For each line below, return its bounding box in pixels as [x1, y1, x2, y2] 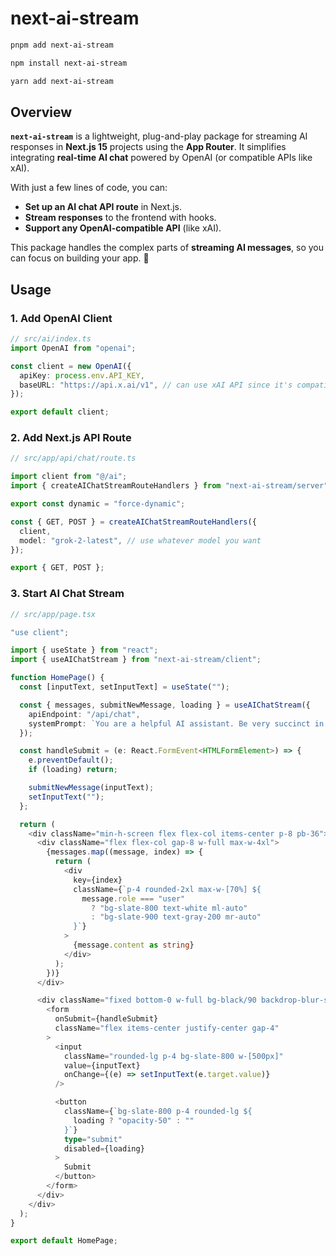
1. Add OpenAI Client [10, 311, 113, 325]
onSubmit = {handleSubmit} [54, 1014, 159, 1024]
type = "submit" [63, 1134, 123, 1144]
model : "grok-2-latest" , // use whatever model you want [19, 535, 262, 546]
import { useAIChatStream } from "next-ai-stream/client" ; [10, 655, 262, 665]
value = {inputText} [63, 1060, 141, 1071]
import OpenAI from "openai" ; [10, 343, 137, 353]
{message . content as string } [73, 940, 195, 951]
